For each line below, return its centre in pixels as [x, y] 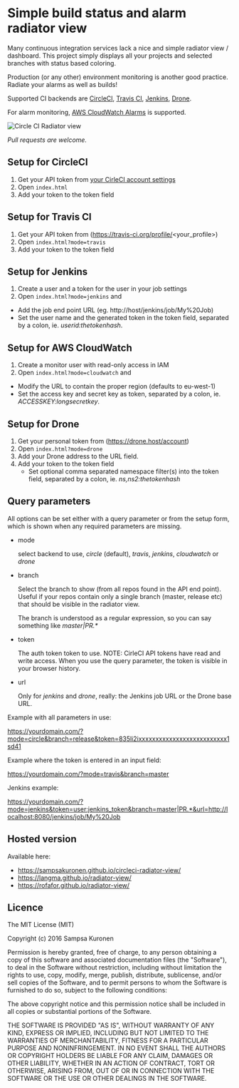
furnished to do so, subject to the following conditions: [87, 990]
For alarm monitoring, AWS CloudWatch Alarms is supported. [97, 112]
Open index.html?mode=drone [60, 448]
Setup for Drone [43, 424]
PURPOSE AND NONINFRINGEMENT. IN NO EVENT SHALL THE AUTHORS [117, 1048]
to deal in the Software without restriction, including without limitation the [115, 968]
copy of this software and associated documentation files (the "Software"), [117, 960]
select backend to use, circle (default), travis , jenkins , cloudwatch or [118, 553]
